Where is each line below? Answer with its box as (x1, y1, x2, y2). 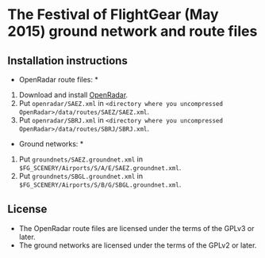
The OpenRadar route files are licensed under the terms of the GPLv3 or (18, 223, 255, 233)
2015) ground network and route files (7, 22, 258, 40)
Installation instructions (7, 54, 128, 67)
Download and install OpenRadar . (18, 90, 129, 100)
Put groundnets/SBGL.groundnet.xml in (18, 172, 144, 180)
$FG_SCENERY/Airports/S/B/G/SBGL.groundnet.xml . (18, 180, 182, 189)
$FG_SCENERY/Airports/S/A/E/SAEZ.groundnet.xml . (18, 163, 182, 172)
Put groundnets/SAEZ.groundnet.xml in (18, 154, 144, 164)
